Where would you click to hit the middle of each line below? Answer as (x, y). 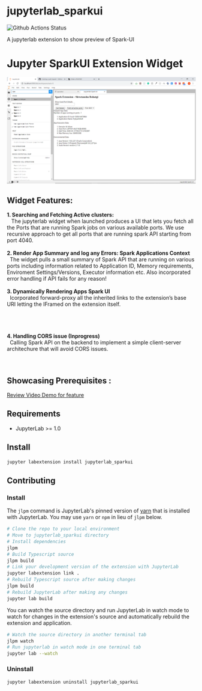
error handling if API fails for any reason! (57, 279)
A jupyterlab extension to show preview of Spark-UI (70, 39)
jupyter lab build (30, 598)
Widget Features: (40, 200)
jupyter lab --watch (33, 654)
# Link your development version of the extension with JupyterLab (93, 567)
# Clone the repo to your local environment (63, 529)
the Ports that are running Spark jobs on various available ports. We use (96, 228)
